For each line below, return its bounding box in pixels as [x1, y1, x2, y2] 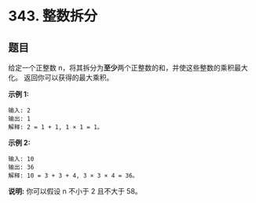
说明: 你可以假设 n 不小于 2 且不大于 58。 [8, 187, 143, 196]
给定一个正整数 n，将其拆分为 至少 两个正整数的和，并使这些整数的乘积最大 [8, 63, 249, 72]
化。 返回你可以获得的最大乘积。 [8, 73, 114, 82]
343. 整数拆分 [8, 7, 98, 25]
